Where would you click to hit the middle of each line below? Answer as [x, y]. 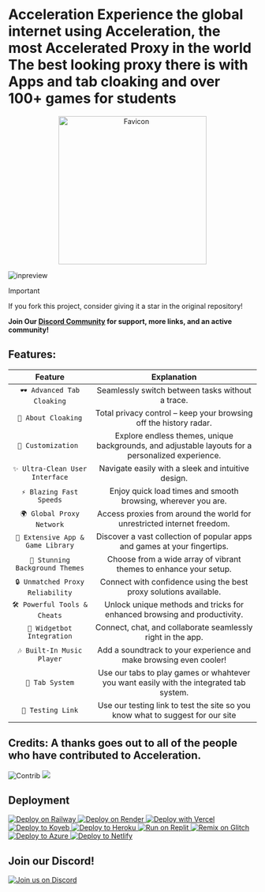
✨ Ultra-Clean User [50, 469]
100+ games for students [92, 98]
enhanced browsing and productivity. [174, 614]
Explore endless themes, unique [174, 435]
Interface [50, 477]
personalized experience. [174, 455]
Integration [50, 636]
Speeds [50, 500]
